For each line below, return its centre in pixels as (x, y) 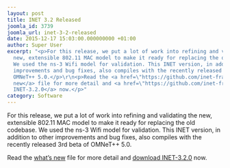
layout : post (26, 13)
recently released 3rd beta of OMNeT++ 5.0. (69, 144)
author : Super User (35, 45)
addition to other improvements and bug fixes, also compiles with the (104, 137)
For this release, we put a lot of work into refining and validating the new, (110, 115)
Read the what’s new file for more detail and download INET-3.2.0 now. (107, 157)
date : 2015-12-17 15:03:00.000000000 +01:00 (72, 39)
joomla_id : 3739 (30, 26)
